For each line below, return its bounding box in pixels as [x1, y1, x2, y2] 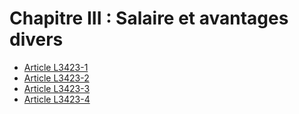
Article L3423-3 [23, 82, 91, 94]
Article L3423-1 [23, 61, 89, 73]
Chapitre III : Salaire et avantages [9, 7, 289, 30]
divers [9, 28, 64, 51]
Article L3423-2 [23, 72, 90, 84]
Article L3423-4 [23, 93, 91, 105]
